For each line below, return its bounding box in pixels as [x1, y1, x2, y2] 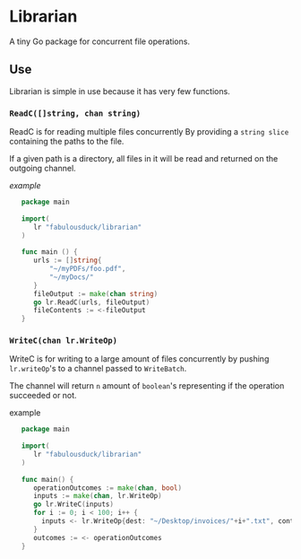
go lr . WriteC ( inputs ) [32, 500, 115, 509]
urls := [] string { [32, 256, 102, 266]
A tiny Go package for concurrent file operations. [9, 36, 191, 47]
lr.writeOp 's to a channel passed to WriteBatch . [9, 363, 187, 374]
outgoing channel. [9, 163, 76, 174]
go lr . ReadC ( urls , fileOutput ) [32, 298, 150, 307]
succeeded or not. [9, 390, 78, 401]
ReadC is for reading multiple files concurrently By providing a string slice [9, 127, 289, 137]
